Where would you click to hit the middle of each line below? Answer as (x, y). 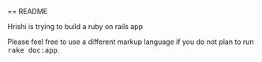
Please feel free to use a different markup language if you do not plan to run (131, 42)
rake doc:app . (34, 50)
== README (28, 11)
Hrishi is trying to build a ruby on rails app (75, 26)
